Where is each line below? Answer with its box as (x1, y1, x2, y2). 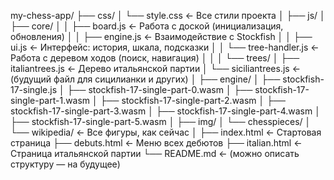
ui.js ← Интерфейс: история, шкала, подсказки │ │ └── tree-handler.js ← (10, 41, 320, 53)
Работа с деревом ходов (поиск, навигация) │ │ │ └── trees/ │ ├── (10, 52, 300, 64)
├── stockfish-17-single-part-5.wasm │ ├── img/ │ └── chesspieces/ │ (10, 116, 312, 127)
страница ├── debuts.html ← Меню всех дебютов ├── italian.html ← (10, 137, 303, 149)
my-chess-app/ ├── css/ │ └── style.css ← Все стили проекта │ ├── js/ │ (10, 10, 326, 21)
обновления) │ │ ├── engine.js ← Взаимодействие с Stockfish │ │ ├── (10, 31, 313, 42)
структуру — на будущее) (10, 158, 121, 170)
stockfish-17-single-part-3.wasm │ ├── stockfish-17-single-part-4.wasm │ (10, 105, 321, 117)
